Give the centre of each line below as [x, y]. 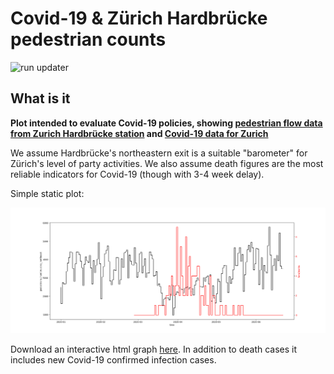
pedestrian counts [88, 39]
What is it [40, 98]
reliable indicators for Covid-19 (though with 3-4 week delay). [137, 174]
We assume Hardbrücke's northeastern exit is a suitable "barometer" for [159, 153]
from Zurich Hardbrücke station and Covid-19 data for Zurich [139, 133]
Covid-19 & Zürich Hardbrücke [139, 18]
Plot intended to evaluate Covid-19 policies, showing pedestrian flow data [166, 123]
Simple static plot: [47, 193]
